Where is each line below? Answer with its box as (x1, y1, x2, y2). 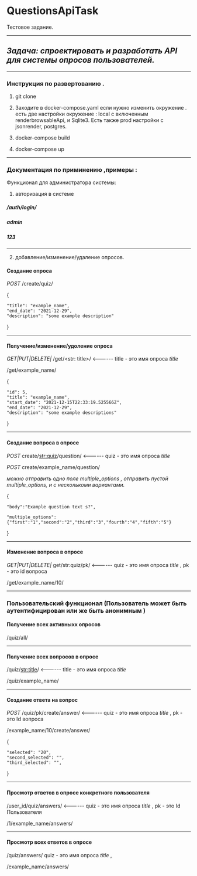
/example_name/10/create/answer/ (6, 727, 91, 734)
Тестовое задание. (6, 23, 54, 30)
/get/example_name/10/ (6, 579, 64, 586)
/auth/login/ (6, 203, 37, 210)
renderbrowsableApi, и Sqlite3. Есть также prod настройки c (15, 117, 164, 124)
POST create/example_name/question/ (6, 463, 100, 470)
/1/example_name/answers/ (6, 820, 73, 827)
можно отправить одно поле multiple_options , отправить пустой (6, 475, 168, 482)
